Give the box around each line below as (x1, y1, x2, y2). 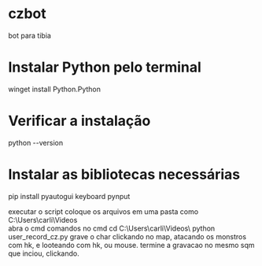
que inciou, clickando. (8, 249, 80, 258)
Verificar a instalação (8, 112, 151, 130)
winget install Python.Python (8, 84, 101, 94)
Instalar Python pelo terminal (8, 58, 202, 76)
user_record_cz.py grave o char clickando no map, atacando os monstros (8, 231, 246, 241)
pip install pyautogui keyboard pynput (8, 191, 131, 201)
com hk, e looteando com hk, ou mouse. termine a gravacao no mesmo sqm (8, 240, 255, 249)
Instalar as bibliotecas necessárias (8, 166, 241, 183)
